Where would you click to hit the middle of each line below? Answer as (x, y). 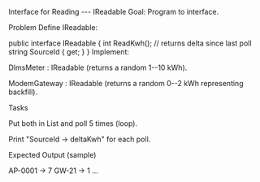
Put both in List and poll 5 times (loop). (73, 123)
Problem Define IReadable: (53, 27)
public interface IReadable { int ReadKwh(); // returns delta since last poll (130, 43)
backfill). (23, 92)
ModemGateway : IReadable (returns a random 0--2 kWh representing (126, 83)
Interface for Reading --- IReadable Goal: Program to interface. (114, 12)
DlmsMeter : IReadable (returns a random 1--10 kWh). (98, 67)
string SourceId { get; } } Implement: (69, 52)
